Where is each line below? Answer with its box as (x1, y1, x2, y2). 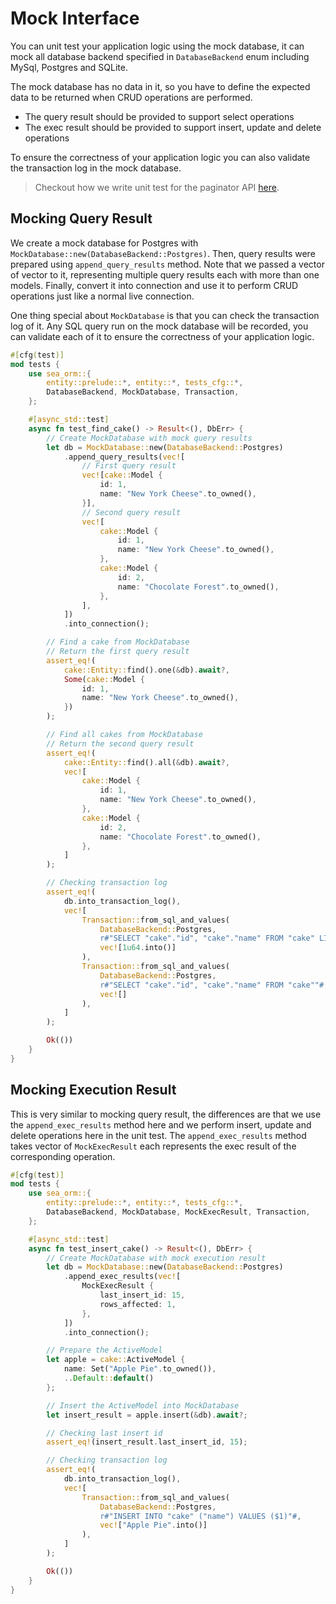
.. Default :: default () (63, 1373, 155, 1384)
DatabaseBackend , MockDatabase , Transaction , (46, 387, 240, 397)
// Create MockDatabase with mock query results (46, 433, 253, 443)
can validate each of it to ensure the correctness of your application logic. (10, 330, 315, 342)
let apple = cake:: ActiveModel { (46, 1355, 186, 1365)
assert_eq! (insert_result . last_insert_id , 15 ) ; (46, 1437, 248, 1447)
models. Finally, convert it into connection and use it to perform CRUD (10, 279, 299, 291)
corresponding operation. (10, 1150, 116, 1162)
